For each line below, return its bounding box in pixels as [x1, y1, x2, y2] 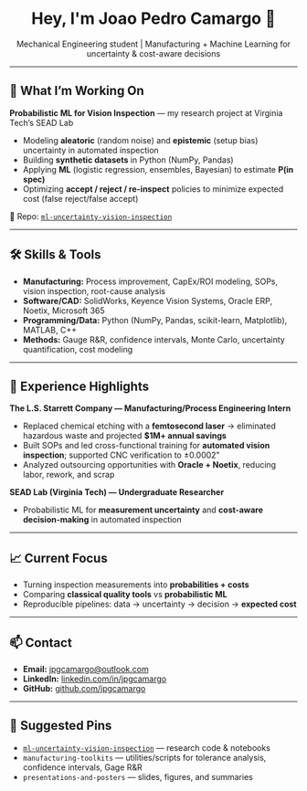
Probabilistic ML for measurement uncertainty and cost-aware [22, 504, 263, 515]
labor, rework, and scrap [22, 469, 115, 480]
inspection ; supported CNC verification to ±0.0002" [22, 449, 221, 460]
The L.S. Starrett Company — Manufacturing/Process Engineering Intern [9, 403, 291, 414]
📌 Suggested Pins [9, 718, 112, 733]
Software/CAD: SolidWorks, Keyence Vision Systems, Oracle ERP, [22, 295, 272, 306]
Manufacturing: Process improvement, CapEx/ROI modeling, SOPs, [22, 276, 279, 287]
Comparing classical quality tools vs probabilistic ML [22, 589, 228, 600]
